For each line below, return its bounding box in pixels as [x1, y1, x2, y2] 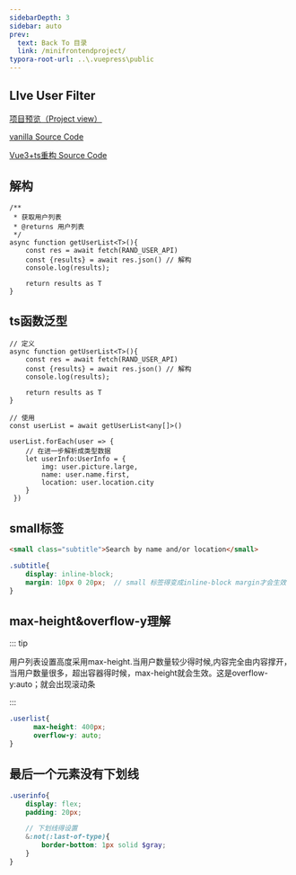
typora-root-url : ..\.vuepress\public [9, 55, 154, 64]
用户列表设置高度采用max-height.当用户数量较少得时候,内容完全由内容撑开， [9, 656, 292, 667]
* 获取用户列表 [13, 212, 62, 221]
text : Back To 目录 [17, 38, 88, 48]
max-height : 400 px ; [32, 723, 106, 732]
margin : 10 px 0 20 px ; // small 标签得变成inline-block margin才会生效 [25, 577, 287, 587]
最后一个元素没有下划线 [9, 766, 139, 782]
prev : [9, 30, 30, 39]
